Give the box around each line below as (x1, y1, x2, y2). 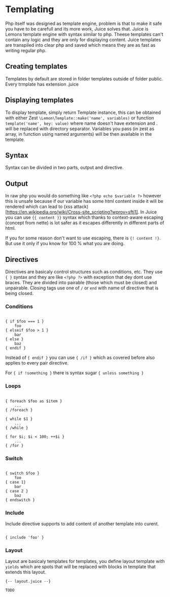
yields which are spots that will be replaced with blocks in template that (5, 563, 156, 570)
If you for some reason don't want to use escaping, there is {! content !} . (5, 235, 161, 241)
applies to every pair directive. (5, 360, 69, 366)
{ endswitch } (5, 497, 36, 502)
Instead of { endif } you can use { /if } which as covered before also (5, 354, 155, 361)
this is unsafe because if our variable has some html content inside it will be (5, 198, 163, 204)
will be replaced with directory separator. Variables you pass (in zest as (5, 126, 155, 132)
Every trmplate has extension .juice (5, 81, 79, 87)
